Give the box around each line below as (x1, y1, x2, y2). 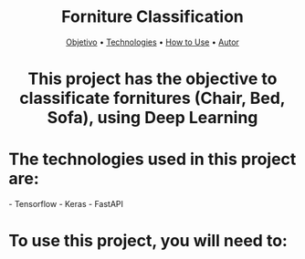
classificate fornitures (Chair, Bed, (19, 88, 286, 109)
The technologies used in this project (8, 149, 297, 170)
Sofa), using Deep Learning (47, 108, 258, 129)
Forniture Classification (61, 6, 244, 27)
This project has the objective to (27, 68, 278, 89)
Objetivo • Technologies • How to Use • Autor (66, 36, 239, 47)
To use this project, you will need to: (8, 231, 289, 252)
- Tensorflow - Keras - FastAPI (8, 199, 124, 210)
